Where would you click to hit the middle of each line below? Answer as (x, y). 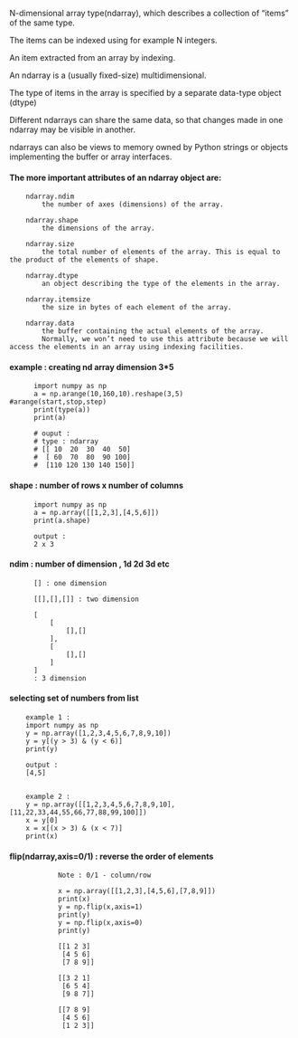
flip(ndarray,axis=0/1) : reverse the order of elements (112, 856)
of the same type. (42, 23)
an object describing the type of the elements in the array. (161, 284)
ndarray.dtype (52, 276)
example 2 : (48, 797)
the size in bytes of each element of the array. (137, 308)
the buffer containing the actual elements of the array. (153, 331)
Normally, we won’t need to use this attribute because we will (165, 339)
